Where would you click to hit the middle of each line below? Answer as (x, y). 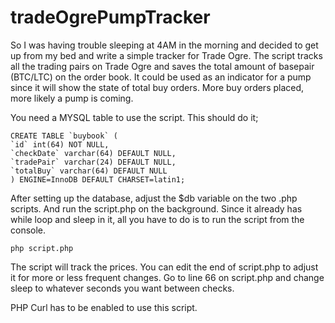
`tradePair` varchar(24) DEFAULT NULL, (93, 162)
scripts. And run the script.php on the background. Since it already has (156, 208)
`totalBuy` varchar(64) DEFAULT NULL (89, 171)
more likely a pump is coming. (72, 98)
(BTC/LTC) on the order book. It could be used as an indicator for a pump (161, 77)
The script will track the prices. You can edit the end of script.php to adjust (164, 267)
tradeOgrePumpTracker (110, 17)
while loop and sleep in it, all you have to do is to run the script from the (157, 219)
